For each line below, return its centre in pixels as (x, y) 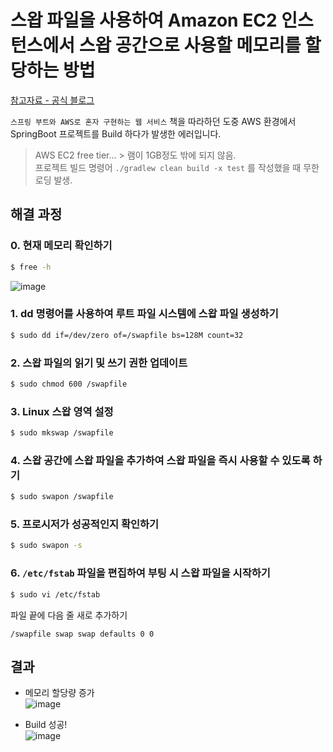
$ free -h (31, 267)
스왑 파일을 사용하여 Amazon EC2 (144, 20)
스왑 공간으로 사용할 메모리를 (190, 45)
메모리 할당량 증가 (59, 693)
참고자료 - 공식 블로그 (52, 100)
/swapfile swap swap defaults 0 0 (82, 634)
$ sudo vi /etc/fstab (55, 594)
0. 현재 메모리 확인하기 (61, 246)
